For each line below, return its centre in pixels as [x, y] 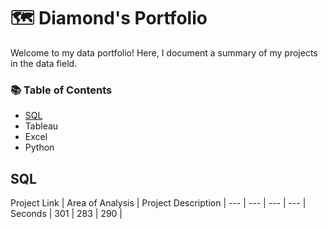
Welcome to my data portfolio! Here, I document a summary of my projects [164, 52]
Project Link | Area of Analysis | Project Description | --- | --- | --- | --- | [158, 203]
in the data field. [44, 63]
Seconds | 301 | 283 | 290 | [66, 214]
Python [39, 147]
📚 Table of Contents [61, 90]
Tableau [41, 126]
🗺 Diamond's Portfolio [109, 18]
